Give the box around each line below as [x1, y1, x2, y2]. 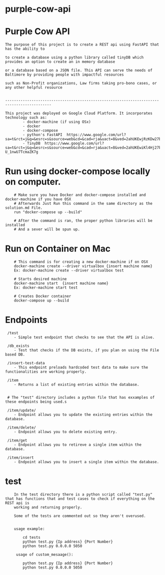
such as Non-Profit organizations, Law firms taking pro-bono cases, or [5, 81, 157, 86]
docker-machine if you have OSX [5, 197, 71, 202]
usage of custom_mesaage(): [16, 552, 74, 557]
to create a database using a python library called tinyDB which [5, 55, 144, 60]
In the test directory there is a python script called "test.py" [14, 492, 153, 497]
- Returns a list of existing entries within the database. [14, 382, 139, 387]
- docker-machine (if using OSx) [23, 119, 91, 125]
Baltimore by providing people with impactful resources [5, 72, 124, 77]
